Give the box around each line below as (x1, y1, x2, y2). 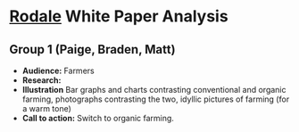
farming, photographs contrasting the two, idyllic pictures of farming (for (21, 94, 290, 104)
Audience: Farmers (21, 65, 96, 76)
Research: (21, 75, 62, 86)
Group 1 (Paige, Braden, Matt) (9, 42, 176, 57)
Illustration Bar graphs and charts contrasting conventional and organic (21, 85, 287, 95)
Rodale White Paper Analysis (9, 6, 229, 27)
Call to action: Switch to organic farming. (21, 113, 174, 123)
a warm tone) (21, 103, 71, 113)
